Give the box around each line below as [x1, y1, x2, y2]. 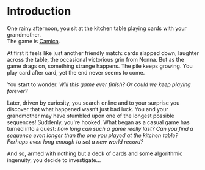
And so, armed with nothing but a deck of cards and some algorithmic [7, 150, 183, 157]
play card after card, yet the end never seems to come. [7, 68, 145, 76]
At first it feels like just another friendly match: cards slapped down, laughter [7, 49, 200, 56]
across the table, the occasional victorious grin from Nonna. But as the [7, 56, 185, 63]
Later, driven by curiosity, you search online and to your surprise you [7, 99, 180, 106]
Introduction [7, 4, 71, 18]
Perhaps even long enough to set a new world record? [7, 138, 144, 145]
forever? [7, 87, 28, 94]
